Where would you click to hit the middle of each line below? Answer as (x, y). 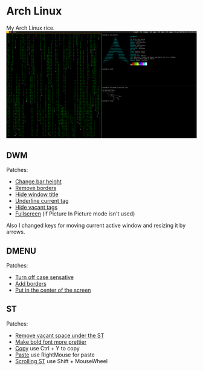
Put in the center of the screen (53, 290)
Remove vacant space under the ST (60, 335)
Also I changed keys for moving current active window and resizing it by (96, 226)
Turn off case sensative (44, 277)
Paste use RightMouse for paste (55, 355)
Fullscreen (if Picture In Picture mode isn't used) (75, 214)
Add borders (31, 284)
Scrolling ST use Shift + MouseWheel (61, 361)
